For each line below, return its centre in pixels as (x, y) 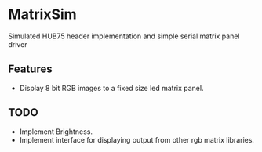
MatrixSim (42, 14)
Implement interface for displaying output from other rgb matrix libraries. (137, 139)
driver (18, 44)
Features (30, 69)
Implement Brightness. (56, 132)
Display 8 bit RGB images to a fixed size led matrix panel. (111, 88)
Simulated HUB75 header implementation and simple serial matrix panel (124, 36)
